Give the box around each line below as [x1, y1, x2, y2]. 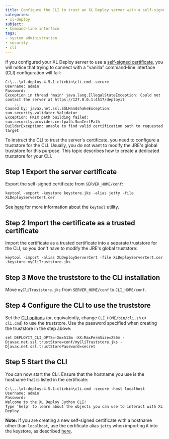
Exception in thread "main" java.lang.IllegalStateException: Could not [5, 92, 161, 97]
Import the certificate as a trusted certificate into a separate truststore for [5, 240, 157, 246]
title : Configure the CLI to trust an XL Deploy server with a [5, 7, 141, 13]
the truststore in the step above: [5, 325, 71, 331]
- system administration [5, 36, 57, 41]
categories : [5, 12, 30, 17]
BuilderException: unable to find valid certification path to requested [5, 123, 163, 129]
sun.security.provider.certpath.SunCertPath [5, 119, 100, 124]
